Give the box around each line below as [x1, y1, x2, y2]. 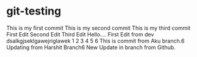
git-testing [6, 4, 62, 18]
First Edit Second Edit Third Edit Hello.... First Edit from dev [6, 30, 154, 38]
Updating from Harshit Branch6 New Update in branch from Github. [6, 44, 176, 51]
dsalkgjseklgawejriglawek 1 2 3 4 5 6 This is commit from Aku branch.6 [6, 37, 185, 44]
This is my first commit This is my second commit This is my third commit [6, 24, 191, 32]
